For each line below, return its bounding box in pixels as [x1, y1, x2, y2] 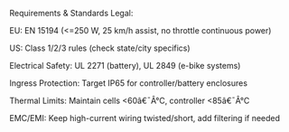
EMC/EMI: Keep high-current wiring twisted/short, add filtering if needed [9, 113, 281, 123]
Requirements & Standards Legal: [9, 8, 134, 18]
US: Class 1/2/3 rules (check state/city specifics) [9, 42, 191, 53]
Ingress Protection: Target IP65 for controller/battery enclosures [9, 78, 248, 89]
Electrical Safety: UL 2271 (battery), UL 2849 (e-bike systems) [9, 61, 241, 71]
